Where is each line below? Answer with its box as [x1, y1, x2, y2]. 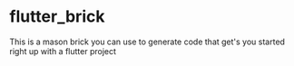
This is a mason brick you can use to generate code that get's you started [9, 36, 286, 47]
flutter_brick [9, 6, 105, 27]
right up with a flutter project [9, 45, 116, 56]
